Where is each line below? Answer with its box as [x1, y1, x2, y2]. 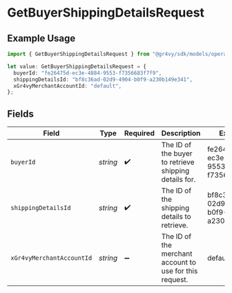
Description [161, 129, 201, 138]
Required [124, 129, 155, 138]
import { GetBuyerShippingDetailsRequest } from [7, 50, 150, 57]
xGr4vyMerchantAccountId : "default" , [13, 82, 122, 89]
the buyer [161, 149, 193, 158]
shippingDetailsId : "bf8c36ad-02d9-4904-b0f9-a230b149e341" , [13, 76, 193, 83]
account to [161, 258, 197, 267]
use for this [161, 266, 198, 276]
